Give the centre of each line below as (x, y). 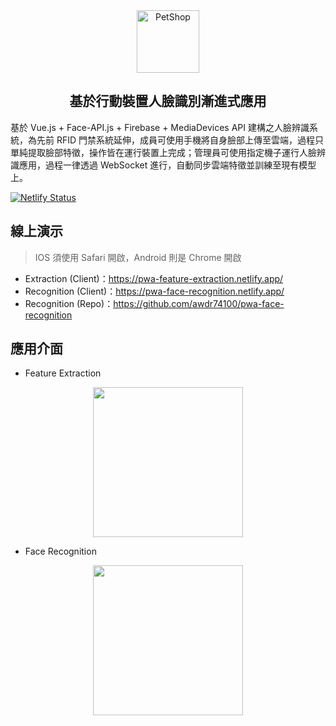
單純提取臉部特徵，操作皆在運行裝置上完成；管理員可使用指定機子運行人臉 (163, 152)
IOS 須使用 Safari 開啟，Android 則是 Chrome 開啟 (138, 257)
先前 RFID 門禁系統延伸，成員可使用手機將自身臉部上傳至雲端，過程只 (180, 140)
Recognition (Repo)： (69, 303)
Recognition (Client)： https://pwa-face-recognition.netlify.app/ (154, 291)
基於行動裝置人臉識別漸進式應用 (168, 101)
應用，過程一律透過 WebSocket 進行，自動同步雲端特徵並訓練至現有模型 (167, 165)
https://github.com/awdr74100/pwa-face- (199, 303)
